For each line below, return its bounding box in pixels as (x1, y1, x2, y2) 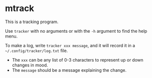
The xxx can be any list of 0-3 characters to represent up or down (12, 57, 144, 63)
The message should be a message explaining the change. (12, 67, 127, 73)
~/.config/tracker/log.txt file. (5, 48, 68, 53)
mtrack (5, 3, 34, 14)
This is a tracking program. (5, 19, 59, 25)
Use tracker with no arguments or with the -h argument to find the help (5, 28, 148, 34)
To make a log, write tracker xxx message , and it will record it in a (5, 42, 136, 48)
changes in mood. (12, 62, 48, 68)
